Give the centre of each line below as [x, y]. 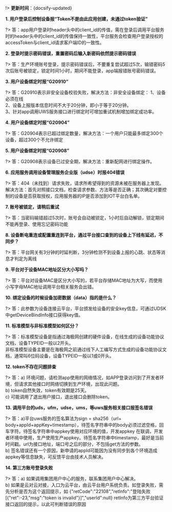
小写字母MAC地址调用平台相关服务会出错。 [51, 287]
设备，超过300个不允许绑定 [34, 140]
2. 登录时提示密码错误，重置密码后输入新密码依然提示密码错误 [71, 53]
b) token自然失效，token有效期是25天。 [47, 390]
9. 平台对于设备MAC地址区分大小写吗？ [47, 270]
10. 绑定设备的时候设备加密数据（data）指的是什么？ [61, 298]
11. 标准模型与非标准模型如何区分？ [42, 326]
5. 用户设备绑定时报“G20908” [37, 151]
